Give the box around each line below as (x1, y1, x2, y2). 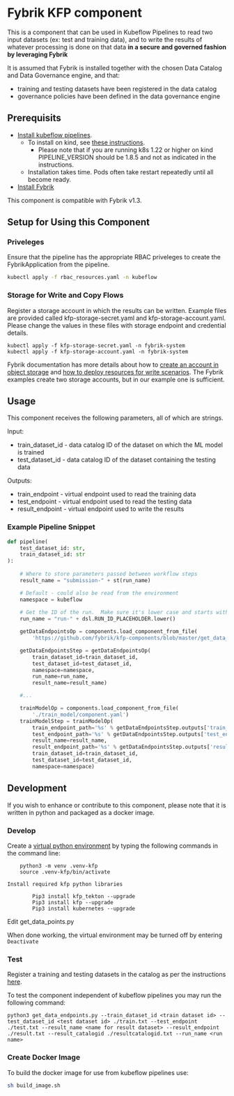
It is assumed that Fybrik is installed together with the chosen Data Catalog (7, 63, 222, 72)
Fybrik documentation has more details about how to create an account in (7, 360, 219, 369)
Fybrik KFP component (7, 5, 143, 21)
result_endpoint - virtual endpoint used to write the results (17, 505, 185, 513)
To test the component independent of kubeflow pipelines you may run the (7, 991, 221, 1000)
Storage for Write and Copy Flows (7, 291, 124, 300)
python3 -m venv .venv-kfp (19, 862, 98, 869)
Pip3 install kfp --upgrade (32, 899, 114, 906)
